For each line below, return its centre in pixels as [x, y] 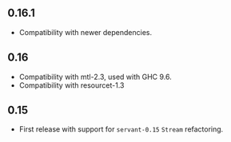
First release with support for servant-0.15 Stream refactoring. [121, 129]
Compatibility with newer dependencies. [86, 32]
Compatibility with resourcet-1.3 [72, 85]
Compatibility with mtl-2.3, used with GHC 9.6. [96, 77]
